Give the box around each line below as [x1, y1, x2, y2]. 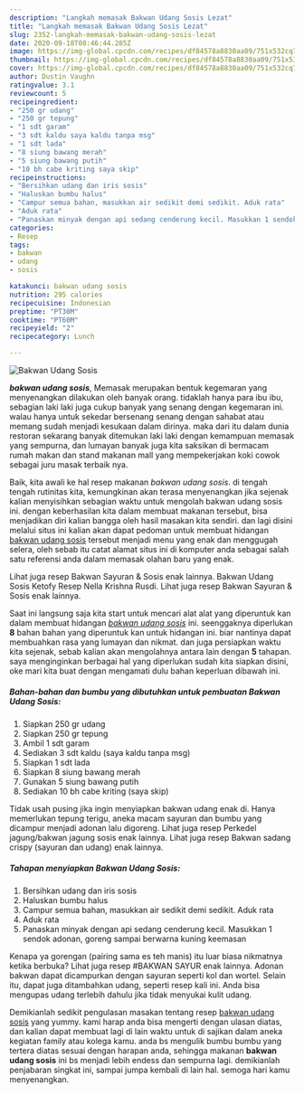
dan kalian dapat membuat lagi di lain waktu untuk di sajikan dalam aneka [9, 1025, 283, 1036]
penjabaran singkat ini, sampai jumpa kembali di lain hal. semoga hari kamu [9, 1064, 290, 1075]
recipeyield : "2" [9, 324, 75, 333]
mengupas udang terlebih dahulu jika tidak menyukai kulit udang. [9, 989, 252, 1000]
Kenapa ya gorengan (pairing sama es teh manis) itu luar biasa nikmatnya [9, 950, 283, 961]
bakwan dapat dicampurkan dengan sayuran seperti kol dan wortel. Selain [9, 969, 287, 981]
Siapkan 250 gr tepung [22, 728, 109, 739]
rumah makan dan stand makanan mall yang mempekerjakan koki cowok [9, 449, 280, 460]
